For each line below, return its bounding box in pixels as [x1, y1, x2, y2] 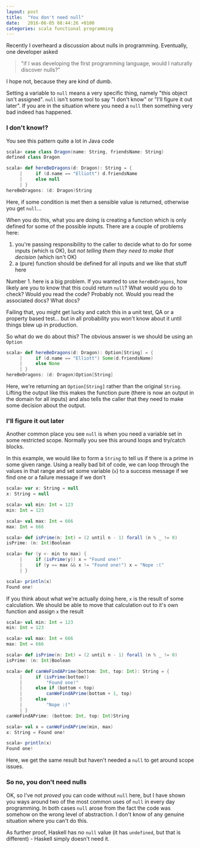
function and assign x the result [6, 608, 84, 615]
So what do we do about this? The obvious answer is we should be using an [6, 333, 193, 340]
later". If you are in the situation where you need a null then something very [6, 102, 193, 110]
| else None [19, 361, 60, 367]
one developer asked [6, 49, 59, 56]
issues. [6, 763, 24, 770]
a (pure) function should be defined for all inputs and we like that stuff [14, 259, 187, 267]
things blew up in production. [6, 321, 78, 328]
